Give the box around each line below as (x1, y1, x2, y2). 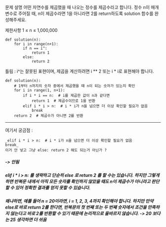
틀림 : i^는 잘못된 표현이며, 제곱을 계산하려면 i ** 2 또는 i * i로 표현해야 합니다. (5, 69, 154, 74)
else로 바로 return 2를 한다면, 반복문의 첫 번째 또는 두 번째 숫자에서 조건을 (5, 204, 147, 210)
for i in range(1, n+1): (14, 88, 65, 93)
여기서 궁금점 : (5, 127, 33, 133)
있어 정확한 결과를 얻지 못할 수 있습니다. (15, 184, 90, 190)
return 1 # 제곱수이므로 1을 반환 (31, 98, 95, 103)
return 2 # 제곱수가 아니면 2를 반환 (14, 113, 83, 118)
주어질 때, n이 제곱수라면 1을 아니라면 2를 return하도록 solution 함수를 (18, 10, 154, 16)
